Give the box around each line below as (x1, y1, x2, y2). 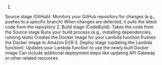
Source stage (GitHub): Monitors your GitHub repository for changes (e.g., (5, 14, 156, 19)
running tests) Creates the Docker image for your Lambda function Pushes (5, 34, 156, 40)
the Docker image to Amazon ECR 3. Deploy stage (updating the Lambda (5, 40, 152, 45)
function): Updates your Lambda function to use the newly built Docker (5, 45, 149, 50)
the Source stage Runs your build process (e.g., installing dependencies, (5, 29, 152, 35)
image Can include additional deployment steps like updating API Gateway (5, 50, 156, 56)
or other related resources (5, 55, 58, 61)
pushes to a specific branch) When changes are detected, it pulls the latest (5, 19, 157, 24)
